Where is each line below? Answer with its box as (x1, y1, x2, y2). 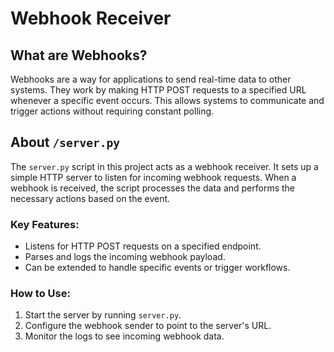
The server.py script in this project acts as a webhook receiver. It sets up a (10, 160, 319, 172)
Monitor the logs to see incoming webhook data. (24, 330, 225, 342)
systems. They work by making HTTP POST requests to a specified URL (10, 84, 307, 96)
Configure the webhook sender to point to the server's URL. (24, 320, 272, 332)
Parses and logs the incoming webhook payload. (24, 251, 226, 263)
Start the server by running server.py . (24, 309, 182, 321)
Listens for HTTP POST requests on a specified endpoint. (24, 240, 262, 252)
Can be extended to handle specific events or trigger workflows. (24, 262, 291, 274)
